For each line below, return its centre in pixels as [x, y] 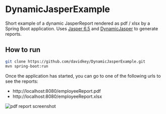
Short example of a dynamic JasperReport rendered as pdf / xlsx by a [78, 23]
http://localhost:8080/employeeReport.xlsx [57, 96]
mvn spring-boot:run [27, 66]
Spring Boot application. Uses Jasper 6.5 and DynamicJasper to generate [82, 28]
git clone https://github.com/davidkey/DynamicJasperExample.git [75, 62]
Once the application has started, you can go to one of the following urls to [83, 76]
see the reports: [22, 81]
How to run [23, 50]
